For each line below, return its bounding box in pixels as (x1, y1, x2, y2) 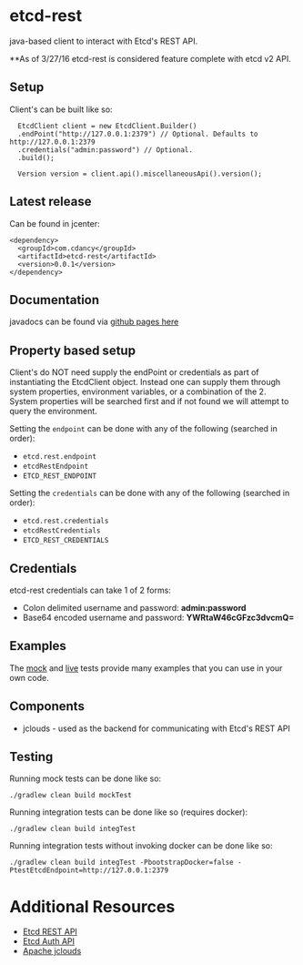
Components (9, 698, 85, 715)
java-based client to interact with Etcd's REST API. (9, 36, 198, 46)
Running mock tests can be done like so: (9, 773, 162, 784)
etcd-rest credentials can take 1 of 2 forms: (9, 584, 171, 595)
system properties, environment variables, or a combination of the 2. (9, 386, 267, 397)
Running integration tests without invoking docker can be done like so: (9, 840, 273, 851)
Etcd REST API (22, 926, 77, 938)
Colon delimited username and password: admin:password (22, 603, 247, 613)
